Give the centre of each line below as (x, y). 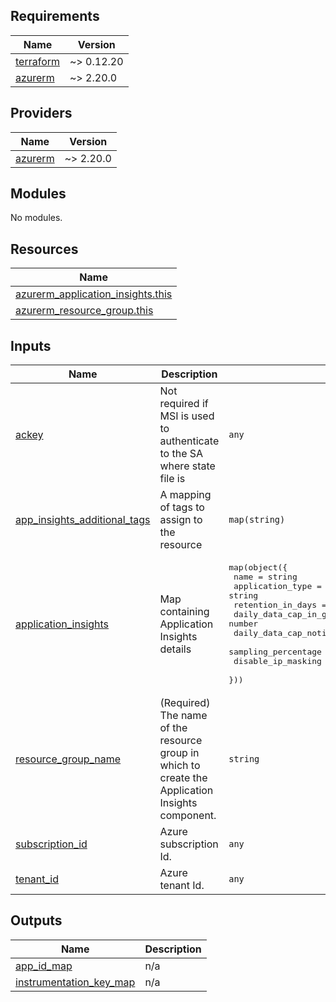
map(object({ (258, 567)
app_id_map (44, 966)
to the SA (181, 454)
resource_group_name (68, 759)
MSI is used (187, 416)
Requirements (55, 16)
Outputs (36, 920)
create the (183, 778)
